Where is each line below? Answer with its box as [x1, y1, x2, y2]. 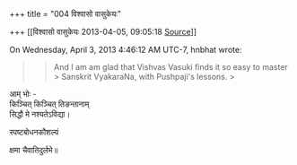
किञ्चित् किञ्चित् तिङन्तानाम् [9, 99, 90, 109]
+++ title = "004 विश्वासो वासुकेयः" [9, 9, 121, 19]
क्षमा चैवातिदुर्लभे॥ [9, 144, 58, 155]
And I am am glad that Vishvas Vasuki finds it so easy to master [53, 62, 289, 72]
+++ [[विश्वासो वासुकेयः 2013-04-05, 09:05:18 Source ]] [9, 27, 197, 37]
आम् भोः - [9, 89, 37, 99]
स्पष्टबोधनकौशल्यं [9, 126, 59, 137]
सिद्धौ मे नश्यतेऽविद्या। [9, 109, 71, 119]
